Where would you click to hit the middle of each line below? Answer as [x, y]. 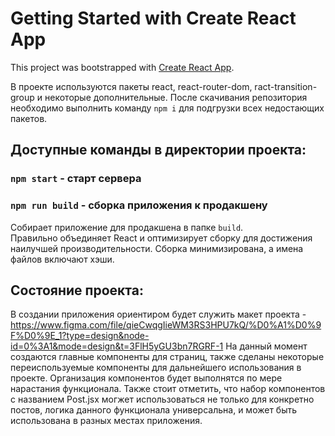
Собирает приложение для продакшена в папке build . [127, 227]
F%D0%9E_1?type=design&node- [80, 336]
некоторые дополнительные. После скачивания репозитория [176, 97]
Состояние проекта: [77, 290]
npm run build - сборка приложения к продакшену [139, 205]
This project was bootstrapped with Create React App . [122, 67]
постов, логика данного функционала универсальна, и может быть [154, 410]
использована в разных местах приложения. [106, 421]
